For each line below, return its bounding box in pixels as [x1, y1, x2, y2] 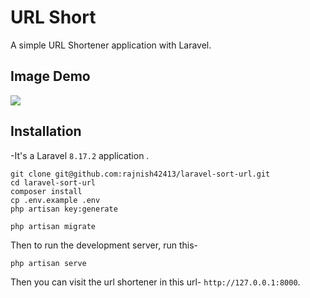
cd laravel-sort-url [10, 177, 97, 188]
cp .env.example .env [10, 195, 101, 205]
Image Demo [10, 68, 91, 85]
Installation [10, 123, 82, 140]
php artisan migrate [10, 221, 97, 231]
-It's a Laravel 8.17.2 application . [10, 149, 150, 161]
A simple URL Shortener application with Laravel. [10, 39, 212, 51]
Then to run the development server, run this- [10, 239, 198, 251]
